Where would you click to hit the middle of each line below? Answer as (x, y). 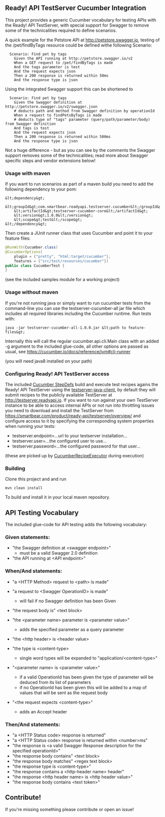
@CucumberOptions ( (24, 252)
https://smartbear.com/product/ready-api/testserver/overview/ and (73, 416)
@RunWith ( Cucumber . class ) (31, 248)
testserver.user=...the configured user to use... (59, 441)
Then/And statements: (33, 724)
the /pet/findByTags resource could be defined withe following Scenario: (79, 45)
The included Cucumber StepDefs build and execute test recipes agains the (82, 384)
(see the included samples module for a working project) (62, 280)
